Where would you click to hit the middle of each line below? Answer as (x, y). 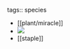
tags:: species (27, 10)
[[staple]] (30, 38)
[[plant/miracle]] (40, 23)
